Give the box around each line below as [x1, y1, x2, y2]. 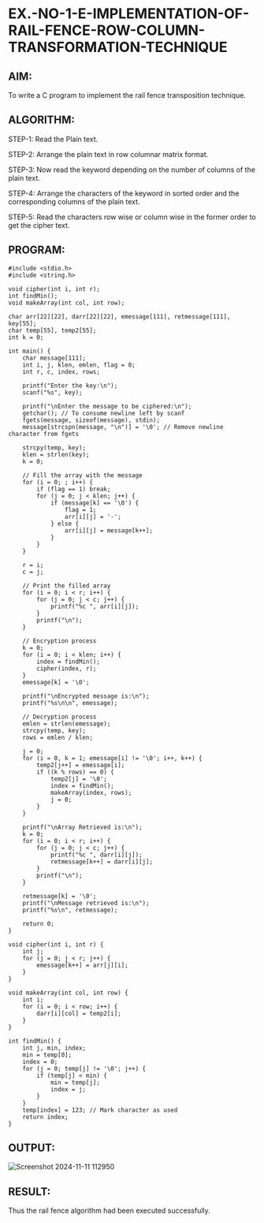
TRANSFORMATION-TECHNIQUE [8, 39, 228, 56]
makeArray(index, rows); [50, 789, 132, 796]
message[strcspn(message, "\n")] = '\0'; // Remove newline [22, 423, 224, 431]
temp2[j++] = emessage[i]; [36, 761, 125, 769]
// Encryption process [22, 636, 97, 645]
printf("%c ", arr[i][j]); [50, 602, 139, 610]
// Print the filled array [22, 581, 111, 590]
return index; [22, 1113, 69, 1120]
